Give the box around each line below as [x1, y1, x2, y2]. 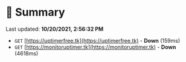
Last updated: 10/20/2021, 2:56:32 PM [5, 25, 104, 33]
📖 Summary [5, 5, 65, 19]
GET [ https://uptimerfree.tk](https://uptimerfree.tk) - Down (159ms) [14, 37, 181, 44]
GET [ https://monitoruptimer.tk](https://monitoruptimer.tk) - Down [14, 43, 176, 51]
